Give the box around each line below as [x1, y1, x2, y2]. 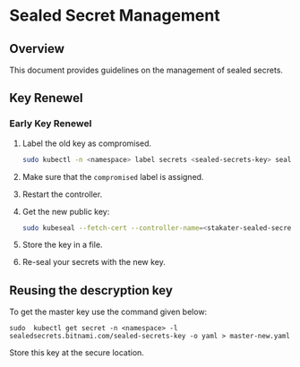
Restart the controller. [21, 189, 103, 200]
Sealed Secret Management [9, 5, 221, 26]
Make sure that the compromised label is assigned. [21, 171, 204, 182]
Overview [9, 41, 65, 56]
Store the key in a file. [21, 239, 103, 251]
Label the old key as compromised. [21, 138, 152, 149]
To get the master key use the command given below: [9, 306, 208, 318]
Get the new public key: [21, 206, 110, 217]
